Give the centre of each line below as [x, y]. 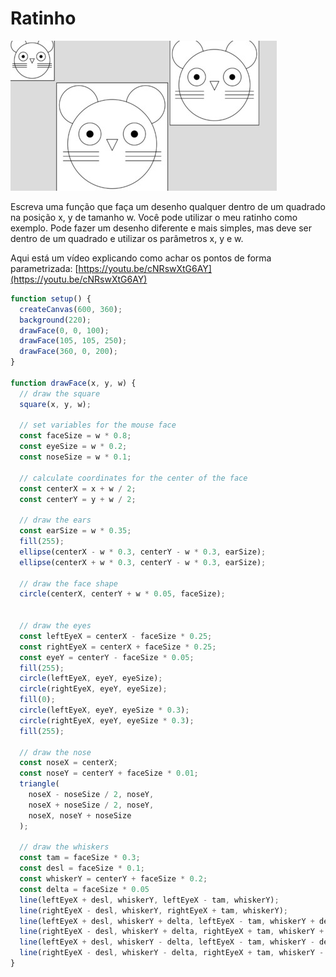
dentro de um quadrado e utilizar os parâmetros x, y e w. [127, 238]
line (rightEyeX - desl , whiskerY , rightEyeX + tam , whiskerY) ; [153, 910]
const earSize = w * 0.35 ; [75, 531]
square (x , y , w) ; [55, 404]
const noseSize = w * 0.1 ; [75, 457]
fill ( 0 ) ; [37, 700]
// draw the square [60, 393]
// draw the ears [55, 520]
